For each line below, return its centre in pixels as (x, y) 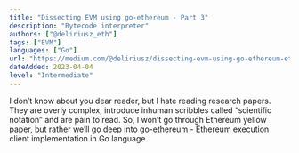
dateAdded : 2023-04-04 (51, 68)
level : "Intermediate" (51, 76)
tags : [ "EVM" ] (36, 42)
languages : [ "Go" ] (43, 51)
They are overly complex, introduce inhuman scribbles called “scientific (141, 110)
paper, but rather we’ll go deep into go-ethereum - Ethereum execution (139, 129)
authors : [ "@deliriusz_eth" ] (63, 34)
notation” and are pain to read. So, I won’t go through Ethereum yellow (138, 119)
